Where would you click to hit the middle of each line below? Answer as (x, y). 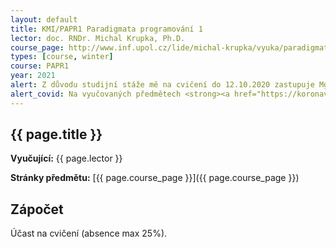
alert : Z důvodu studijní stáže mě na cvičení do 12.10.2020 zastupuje (162, 85)
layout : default (44, 19)
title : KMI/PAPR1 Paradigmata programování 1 (106, 29)
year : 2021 (33, 76)
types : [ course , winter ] (62, 57)
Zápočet (37, 209)
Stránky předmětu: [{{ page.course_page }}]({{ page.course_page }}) (155, 178)
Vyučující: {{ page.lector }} (66, 158)
